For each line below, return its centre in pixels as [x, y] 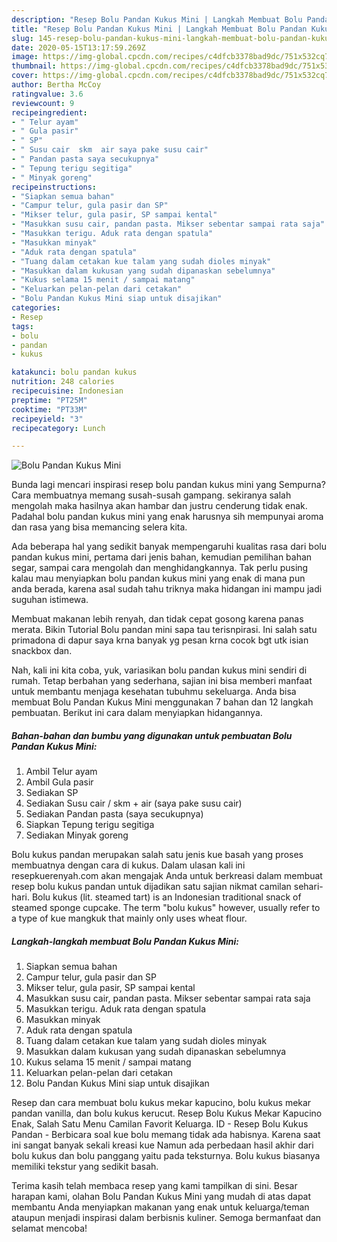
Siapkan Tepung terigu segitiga [90, 825]
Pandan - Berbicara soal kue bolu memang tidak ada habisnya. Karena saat [166, 1135]
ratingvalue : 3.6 [47, 94]
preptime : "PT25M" [49, 400]
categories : [36, 308]
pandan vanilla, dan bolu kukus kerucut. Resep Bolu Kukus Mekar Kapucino [167, 1113]
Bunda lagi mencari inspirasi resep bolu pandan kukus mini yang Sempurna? [168, 485]
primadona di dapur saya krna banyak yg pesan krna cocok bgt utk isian [160, 640]
